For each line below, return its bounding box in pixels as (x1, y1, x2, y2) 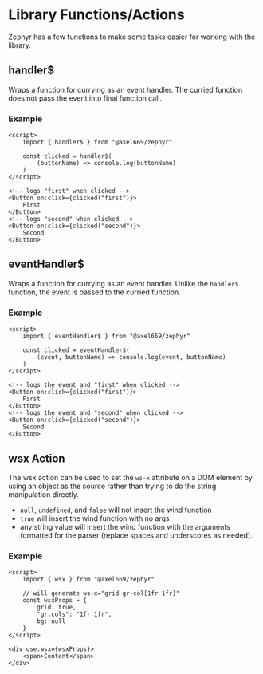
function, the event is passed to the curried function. (8, 287, 181, 297)
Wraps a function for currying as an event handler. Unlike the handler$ (8, 278, 239, 288)
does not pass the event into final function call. (8, 93, 162, 103)
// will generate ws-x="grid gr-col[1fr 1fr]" (22, 589, 180, 597)
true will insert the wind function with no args (19, 513, 170, 523)
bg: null (37, 617, 66, 625)
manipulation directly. (8, 489, 79, 499)
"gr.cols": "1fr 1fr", (37, 610, 112, 619)
